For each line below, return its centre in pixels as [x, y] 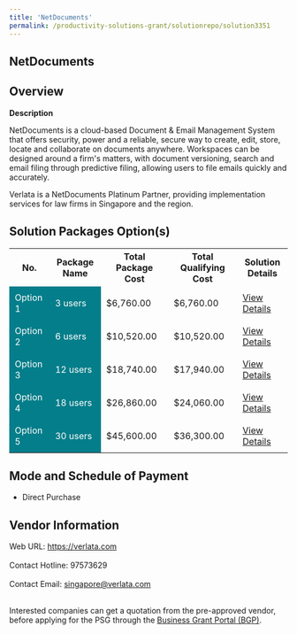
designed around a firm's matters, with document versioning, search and [142, 158]
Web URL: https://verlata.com [63, 546]
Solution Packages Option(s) [90, 232]
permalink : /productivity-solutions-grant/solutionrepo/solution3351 [140, 26]
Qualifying [202, 267]
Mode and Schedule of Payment [99, 476]
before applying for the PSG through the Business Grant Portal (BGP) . [136, 620]
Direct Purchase [51, 498]
